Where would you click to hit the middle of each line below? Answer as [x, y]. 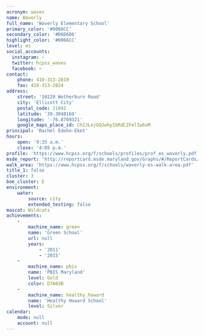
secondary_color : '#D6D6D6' [42, 35]
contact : [17, 74]
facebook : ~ [27, 68]
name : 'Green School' [56, 233]
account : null [35, 323]
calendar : [19, 312]
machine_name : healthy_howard [66, 295]
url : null [40, 238]
